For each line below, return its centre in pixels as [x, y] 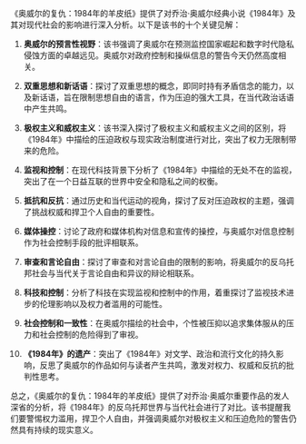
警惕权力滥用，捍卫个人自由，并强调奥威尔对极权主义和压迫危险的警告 [157, 419]
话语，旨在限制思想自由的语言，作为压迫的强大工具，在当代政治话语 [167, 97]
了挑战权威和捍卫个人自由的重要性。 [91, 212]
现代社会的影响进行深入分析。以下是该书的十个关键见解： [133, 25]
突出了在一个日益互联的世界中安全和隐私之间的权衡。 [123, 181]
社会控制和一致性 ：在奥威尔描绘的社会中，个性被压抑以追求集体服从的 [155, 323]
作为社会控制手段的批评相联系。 [83, 242]
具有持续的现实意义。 [58, 430]
